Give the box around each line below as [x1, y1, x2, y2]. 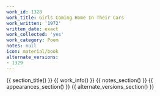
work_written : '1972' [6, 20, 62, 26]
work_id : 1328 [6, 9, 43, 15]
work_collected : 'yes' [6, 32, 64, 38]
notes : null [6, 43, 37, 49]
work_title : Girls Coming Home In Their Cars [6, 15, 124, 21]
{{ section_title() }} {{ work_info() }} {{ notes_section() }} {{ [6, 77, 153, 84]
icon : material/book [6, 49, 59, 55]
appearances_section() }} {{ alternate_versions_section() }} [6, 83, 155, 90]
